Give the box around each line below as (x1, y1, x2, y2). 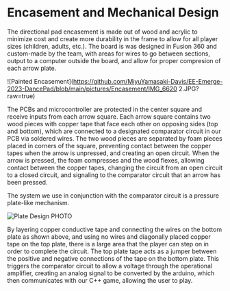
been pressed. (7, 178, 48, 186)
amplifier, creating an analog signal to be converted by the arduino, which (7, 269, 215, 277)
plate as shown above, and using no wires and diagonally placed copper (7, 232, 211, 241)
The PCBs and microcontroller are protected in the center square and (7, 105, 203, 113)
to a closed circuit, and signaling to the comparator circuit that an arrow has (7, 170, 221, 179)
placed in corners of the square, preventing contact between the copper (7, 141, 211, 150)
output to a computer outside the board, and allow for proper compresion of (7, 56, 221, 65)
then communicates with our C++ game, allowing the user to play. (7, 276, 193, 284)
